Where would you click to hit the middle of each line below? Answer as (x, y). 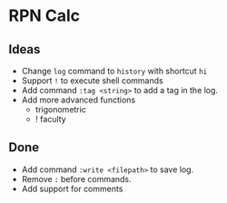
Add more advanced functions (79, 100)
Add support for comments (72, 188)
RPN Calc (44, 16)
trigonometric (61, 109)
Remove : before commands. (77, 179)
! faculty (50, 119)
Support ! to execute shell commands (93, 81)
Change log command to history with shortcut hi (114, 71)
